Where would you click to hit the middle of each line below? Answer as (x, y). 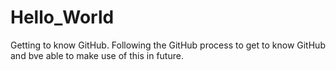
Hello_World (62, 17)
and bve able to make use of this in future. (97, 55)
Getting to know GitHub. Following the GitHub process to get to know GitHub (168, 45)
